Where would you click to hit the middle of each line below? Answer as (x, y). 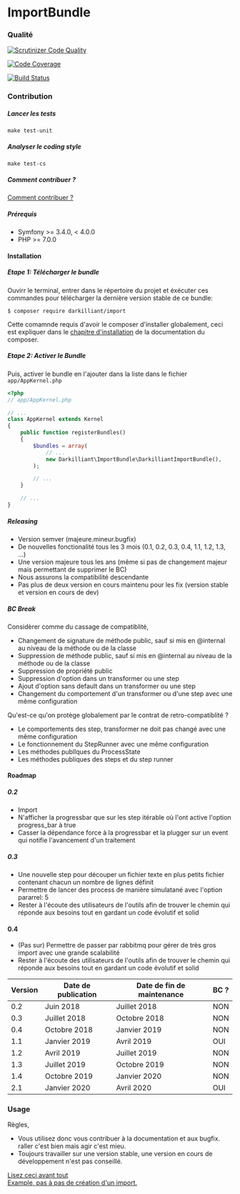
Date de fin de (161, 985)
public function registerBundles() (73, 433)
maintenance (161, 994)
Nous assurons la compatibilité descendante (83, 577)
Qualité (20, 35)
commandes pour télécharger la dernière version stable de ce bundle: (110, 298)
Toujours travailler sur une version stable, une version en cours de (115, 1153)
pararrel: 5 (33, 897)
